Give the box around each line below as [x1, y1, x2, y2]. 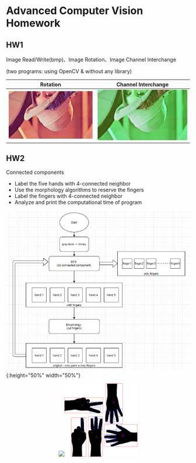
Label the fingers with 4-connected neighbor [14, 193, 123, 200]
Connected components [6, 169, 64, 176]
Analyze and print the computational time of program [14, 199, 142, 206]
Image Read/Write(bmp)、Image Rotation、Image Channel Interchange [6, 56, 177, 63]
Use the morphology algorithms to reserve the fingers [14, 186, 144, 194]
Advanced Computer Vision [6, 4, 143, 18]
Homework [6, 16, 61, 30]
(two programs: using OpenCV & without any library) [6, 68, 132, 74]
